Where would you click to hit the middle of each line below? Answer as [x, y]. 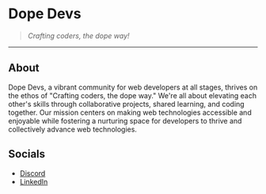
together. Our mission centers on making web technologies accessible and [130, 112]
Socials [27, 154]
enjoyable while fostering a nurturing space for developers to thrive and [125, 120]
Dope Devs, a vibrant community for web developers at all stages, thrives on [133, 87]
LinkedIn [34, 181]
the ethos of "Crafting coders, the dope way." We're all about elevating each [133, 95]
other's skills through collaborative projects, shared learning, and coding [126, 104]
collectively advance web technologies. [72, 129]
